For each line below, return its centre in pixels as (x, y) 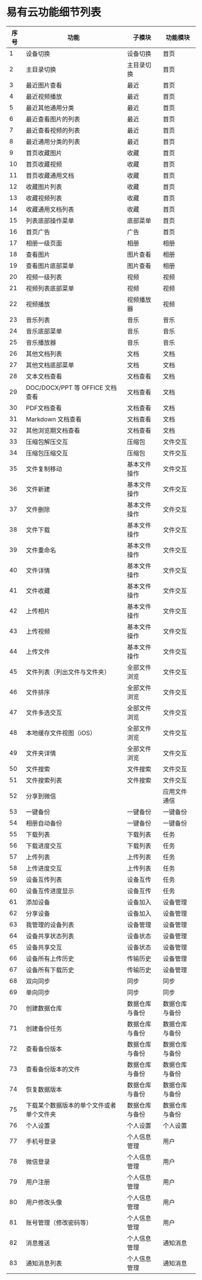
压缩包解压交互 (47, 442)
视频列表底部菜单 (50, 288)
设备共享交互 (44, 947)
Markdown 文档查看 (54, 419)
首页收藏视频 (44, 164)
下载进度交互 (44, 846)
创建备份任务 (44, 1028)
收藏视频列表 (44, 198)
